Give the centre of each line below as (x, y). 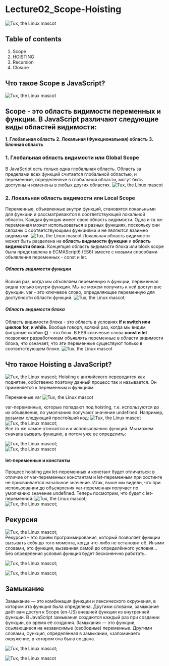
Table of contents (33, 39)
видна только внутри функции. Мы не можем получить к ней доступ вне (83, 287)
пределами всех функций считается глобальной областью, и (71, 174)
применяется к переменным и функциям (49, 387)
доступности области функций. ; (66, 297)
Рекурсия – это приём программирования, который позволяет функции (83, 537)
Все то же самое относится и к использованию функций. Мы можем (79, 428)
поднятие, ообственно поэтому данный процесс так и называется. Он (81, 382)
